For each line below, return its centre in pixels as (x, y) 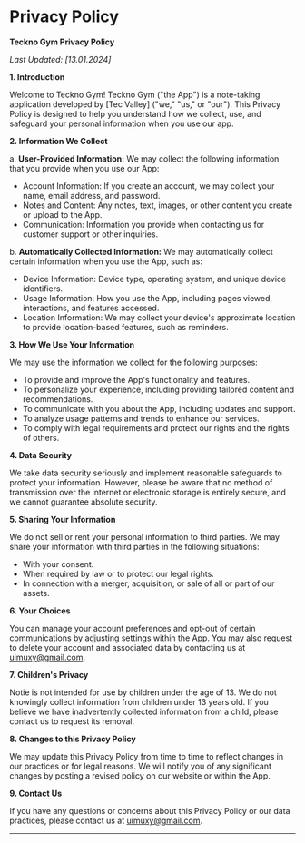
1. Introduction (37, 77)
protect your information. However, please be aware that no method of (141, 482)
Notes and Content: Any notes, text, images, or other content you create (157, 205)
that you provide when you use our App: (84, 168)
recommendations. (58, 399)
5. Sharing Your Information (63, 519)
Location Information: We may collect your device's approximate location (159, 317)
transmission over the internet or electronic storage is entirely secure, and (148, 492)
